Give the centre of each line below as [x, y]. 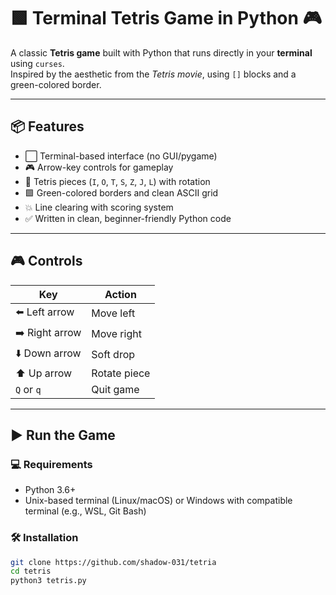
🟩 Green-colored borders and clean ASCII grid [121, 192]
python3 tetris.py [48, 581]
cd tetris [31, 571]
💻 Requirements [51, 464]
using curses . [37, 63]
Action [120, 294]
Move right [116, 334]
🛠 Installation [44, 538]
